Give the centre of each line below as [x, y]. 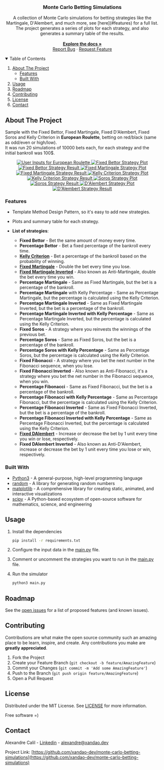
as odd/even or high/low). [31, 143]
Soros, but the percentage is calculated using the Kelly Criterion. [84, 355]
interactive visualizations [37, 494]
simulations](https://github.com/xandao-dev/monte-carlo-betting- [72, 757]
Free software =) [22, 715]
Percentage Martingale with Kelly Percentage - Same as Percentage [89, 293]
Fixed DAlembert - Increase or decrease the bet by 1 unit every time [88, 434]
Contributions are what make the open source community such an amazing [81, 637]
